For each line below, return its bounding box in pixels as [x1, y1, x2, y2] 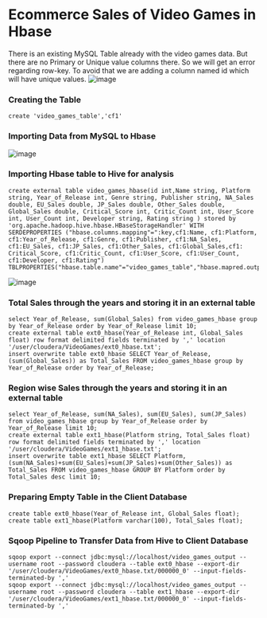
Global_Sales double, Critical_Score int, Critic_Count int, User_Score [8, 207, 254, 216]
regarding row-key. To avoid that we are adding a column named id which [8, 65, 250, 75]
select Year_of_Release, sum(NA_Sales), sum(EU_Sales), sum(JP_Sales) [8, 410, 247, 419]
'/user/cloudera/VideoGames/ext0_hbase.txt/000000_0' [8, 567, 191, 575]
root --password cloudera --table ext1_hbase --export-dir [40, 588, 240, 596]
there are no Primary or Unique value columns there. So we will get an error [8, 57, 256, 67]
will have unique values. [8, 74, 87, 84]
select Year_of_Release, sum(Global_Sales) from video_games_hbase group [8, 315, 258, 323]
